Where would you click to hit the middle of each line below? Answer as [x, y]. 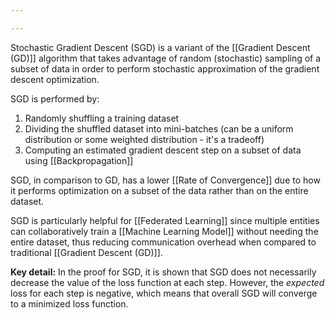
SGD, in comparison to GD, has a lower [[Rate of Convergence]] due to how [165, 180]
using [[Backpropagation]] [79, 160]
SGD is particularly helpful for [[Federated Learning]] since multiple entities [165, 220]
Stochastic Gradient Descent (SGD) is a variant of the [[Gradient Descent [160, 47]
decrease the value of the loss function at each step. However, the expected [167, 282]
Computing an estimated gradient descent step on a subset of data [163, 150]
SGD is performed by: [55, 98]
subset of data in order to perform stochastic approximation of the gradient [165, 68]
